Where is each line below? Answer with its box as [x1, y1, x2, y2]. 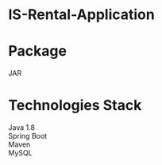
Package [8, 42, 67, 61]
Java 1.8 [8, 123, 36, 132]
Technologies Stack [8, 96, 142, 115]
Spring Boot [8, 132, 48, 141]
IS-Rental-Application [8, 6, 155, 24]
